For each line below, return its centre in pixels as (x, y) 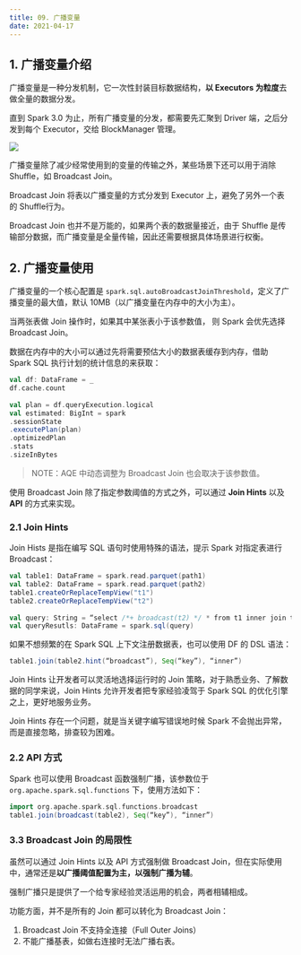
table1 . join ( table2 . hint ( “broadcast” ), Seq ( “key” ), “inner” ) (126, 661)
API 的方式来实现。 (45, 503)
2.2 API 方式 (36, 758)
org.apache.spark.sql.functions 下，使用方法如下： (106, 790)
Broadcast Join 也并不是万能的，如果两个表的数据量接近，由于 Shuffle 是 (144, 226)
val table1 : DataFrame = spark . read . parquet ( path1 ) (107, 576)
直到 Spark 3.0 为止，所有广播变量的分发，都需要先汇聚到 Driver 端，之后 (145, 118)
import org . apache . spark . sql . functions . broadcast (104, 807)
